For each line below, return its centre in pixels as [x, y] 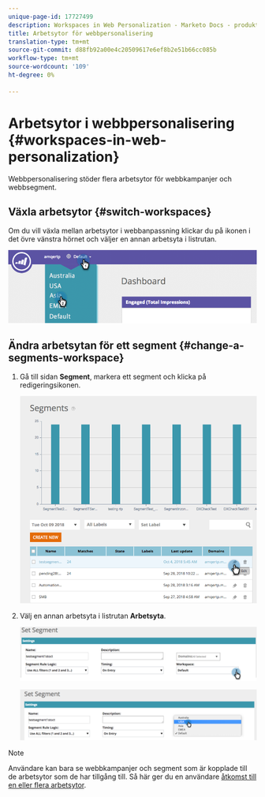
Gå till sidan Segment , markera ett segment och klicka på [113, 376]
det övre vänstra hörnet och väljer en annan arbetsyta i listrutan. [112, 239]
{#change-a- [211, 345]
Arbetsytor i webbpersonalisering [121, 123]
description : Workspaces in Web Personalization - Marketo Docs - [119, 25]
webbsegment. [32, 187]
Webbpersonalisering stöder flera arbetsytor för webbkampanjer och [120, 178]
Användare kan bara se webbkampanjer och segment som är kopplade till [128, 769]
